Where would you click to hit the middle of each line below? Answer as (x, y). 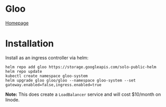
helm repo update (24, 71)
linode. (13, 99)
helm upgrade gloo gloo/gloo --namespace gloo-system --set (71, 80)
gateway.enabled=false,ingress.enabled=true (53, 85)
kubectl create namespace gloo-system (46, 76)
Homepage (17, 23)
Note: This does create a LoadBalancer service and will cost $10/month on (83, 94)
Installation (30, 44)
